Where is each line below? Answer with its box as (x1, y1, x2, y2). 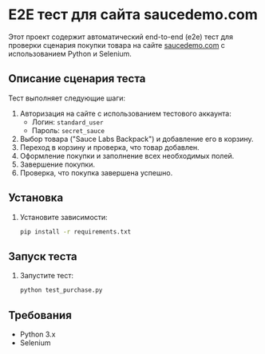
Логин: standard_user (31, 117, 104, 127)
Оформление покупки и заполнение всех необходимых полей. (19, 151, 235, 160)
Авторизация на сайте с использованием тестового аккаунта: (19, 108, 231, 118)
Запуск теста (8, 250, 77, 263)
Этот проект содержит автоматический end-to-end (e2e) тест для (8, 32, 234, 41)
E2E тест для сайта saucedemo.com (8, 6, 258, 24)
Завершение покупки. (19, 159, 96, 169)
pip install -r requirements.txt (19, 227, 132, 236)
